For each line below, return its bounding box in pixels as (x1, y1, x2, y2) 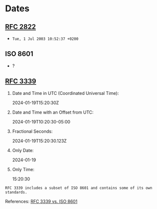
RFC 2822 (5, 23, 36, 31)
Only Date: (12, 147, 34, 153)
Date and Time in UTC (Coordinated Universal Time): (12, 90, 119, 96)
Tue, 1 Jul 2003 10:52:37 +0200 (12, 36, 78, 41)
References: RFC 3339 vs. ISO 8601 (5, 198, 78, 204)
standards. (5, 190, 27, 195)
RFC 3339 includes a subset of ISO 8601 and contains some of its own (5, 185, 153, 190)
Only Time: (12, 166, 34, 172)
